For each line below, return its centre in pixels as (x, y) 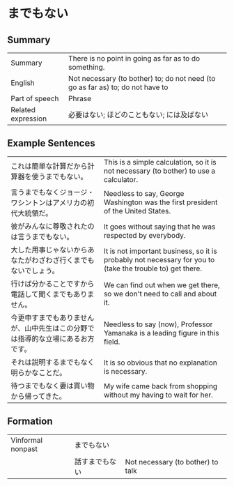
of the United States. (137, 211)
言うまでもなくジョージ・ (53, 192)
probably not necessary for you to (159, 259)
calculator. (121, 179)
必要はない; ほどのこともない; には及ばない (139, 115)
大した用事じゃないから (49, 250)
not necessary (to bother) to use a (159, 171)
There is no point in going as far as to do (134, 58)
